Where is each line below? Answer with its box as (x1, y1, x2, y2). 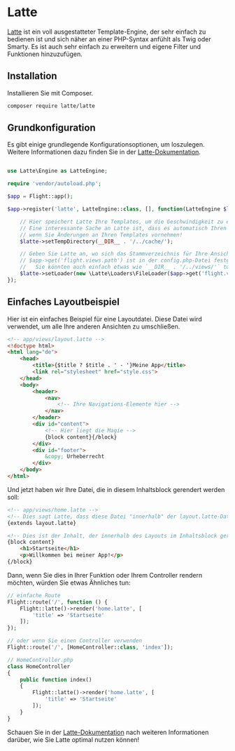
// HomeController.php (7, 656, 73, 663)
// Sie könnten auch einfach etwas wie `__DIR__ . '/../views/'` (20, 264, 220, 271)
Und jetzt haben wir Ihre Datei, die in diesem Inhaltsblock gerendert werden (7, 485, 225, 493)
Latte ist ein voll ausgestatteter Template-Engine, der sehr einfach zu (7, 27, 206, 36)
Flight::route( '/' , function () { (7, 598, 108, 606)
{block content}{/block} (44, 433, 117, 441)
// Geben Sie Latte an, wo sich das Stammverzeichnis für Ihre (20, 251, 208, 258)
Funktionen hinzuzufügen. (7, 50, 83, 58)
